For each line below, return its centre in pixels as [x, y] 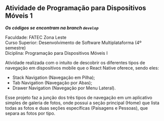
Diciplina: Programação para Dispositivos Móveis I [56, 53]
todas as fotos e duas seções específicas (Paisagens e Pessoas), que [77, 108]
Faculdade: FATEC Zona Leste [36, 37]
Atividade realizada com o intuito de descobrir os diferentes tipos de [75, 62]
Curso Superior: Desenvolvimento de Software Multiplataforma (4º [73, 42]
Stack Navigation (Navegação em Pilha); [54, 77]
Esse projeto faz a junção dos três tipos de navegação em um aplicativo [79, 97]
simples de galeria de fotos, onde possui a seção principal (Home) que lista [82, 103]
